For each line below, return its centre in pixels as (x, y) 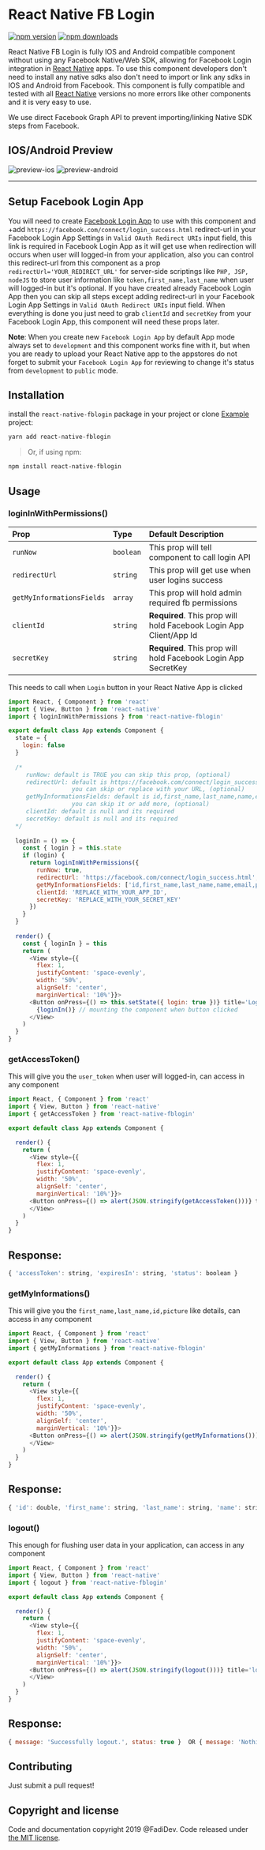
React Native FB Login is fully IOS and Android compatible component (122, 51)
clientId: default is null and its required (100, 812)
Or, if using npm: (54, 452)
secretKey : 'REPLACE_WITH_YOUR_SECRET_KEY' (109, 899)
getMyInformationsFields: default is (88, 797)
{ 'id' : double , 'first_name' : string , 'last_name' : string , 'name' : (125, 1507)
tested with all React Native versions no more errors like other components (129, 93)
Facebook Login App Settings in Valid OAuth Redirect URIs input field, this (130, 238)
